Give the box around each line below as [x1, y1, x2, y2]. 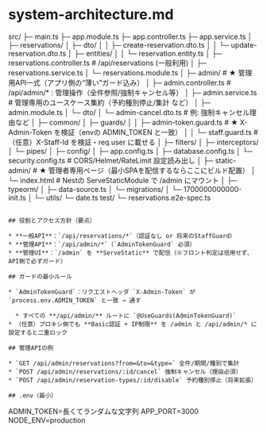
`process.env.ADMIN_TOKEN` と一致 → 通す [8, 296, 141, 305]
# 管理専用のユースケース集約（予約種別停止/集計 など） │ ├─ [8, 98, 211, 107]
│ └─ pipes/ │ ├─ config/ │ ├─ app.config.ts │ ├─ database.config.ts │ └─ [8, 146, 253, 155]
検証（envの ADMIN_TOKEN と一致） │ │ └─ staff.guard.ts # [60, 127, 258, 136]
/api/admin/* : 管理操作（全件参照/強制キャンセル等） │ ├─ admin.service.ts [8, 87, 257, 97]
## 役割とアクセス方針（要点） [8, 216, 96, 224]
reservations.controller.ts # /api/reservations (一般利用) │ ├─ [8, 58, 207, 67]
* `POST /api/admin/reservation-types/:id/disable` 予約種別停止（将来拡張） [8, 376, 257, 384]
